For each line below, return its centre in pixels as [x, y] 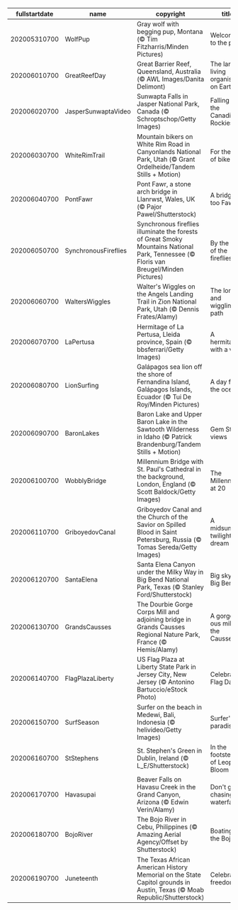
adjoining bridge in [164, 619]
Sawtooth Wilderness [168, 429]
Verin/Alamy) [156, 810]
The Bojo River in [161, 819]
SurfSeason [82, 722]
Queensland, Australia [169, 71]
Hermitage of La [160, 326]
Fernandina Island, [164, 382]
